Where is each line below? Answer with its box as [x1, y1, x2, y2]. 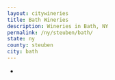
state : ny [7, 36, 36, 42]
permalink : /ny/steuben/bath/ [7, 29, 94, 36]
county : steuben [7, 42, 53, 49]
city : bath [7, 49, 38, 55]
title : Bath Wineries [7, 16, 69, 23]
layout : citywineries [7, 10, 69, 17]
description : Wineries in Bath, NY [7, 23, 109, 29]
